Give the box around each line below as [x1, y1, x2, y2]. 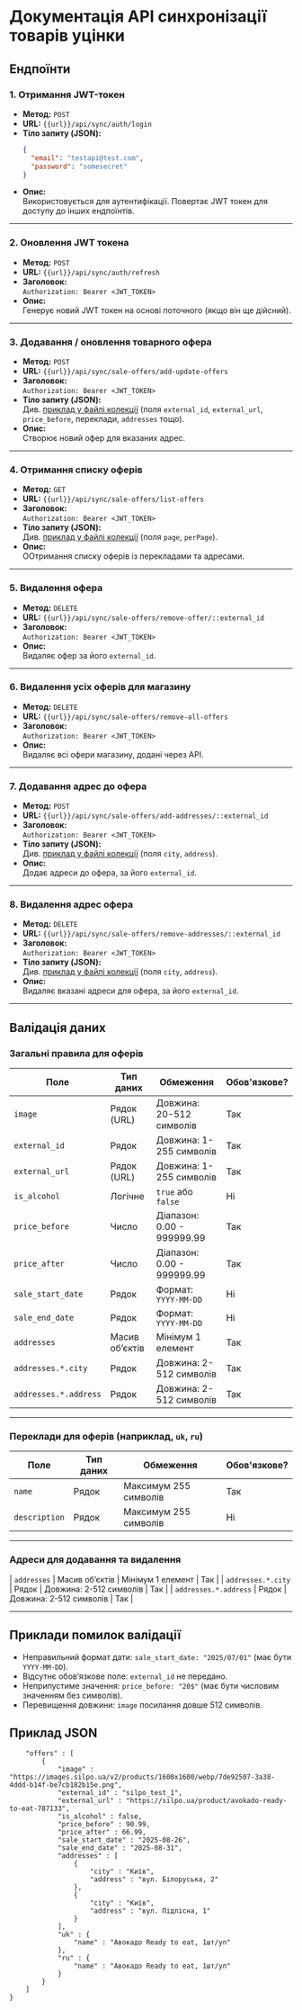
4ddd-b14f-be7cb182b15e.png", [9, 1781, 123, 1790]
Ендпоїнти [9, 61, 71, 76]
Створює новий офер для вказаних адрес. [22, 432, 186, 443]
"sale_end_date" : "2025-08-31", [57, 1844, 182, 1853]
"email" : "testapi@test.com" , [31, 153, 144, 163]
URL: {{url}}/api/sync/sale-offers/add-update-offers [22, 365, 229, 376]
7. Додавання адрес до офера [9, 780, 147, 793]
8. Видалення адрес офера [9, 898, 134, 911]
